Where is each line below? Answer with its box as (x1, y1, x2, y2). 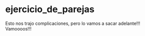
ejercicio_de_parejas (5, 4, 95, 15)
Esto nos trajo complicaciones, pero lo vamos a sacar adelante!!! (5, 20, 141, 26)
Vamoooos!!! (5, 25, 32, 31)
